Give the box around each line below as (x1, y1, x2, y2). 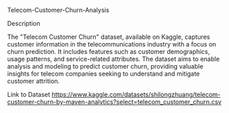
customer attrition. (7, 77, 60, 85)
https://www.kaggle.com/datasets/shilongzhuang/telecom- (51, 90, 221, 98)
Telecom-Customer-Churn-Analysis (7, 6, 110, 14)
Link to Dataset (7, 90, 51, 98)
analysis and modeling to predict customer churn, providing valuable (7, 62, 203, 70)
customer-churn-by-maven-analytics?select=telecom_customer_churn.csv (7, 98, 222, 106)
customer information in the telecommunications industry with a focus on (7, 40, 217, 48)
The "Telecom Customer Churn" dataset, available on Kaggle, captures (7, 33, 210, 41)
